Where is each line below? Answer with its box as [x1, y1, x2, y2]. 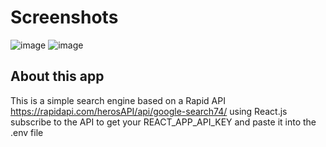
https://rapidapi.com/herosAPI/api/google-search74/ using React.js [10, 105, 288, 117]
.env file [10, 126, 44, 138]
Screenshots [10, 6, 119, 29]
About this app [10, 68, 105, 85]
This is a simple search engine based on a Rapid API [10, 94, 226, 106]
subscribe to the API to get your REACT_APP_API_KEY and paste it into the [10, 116, 317, 128]
